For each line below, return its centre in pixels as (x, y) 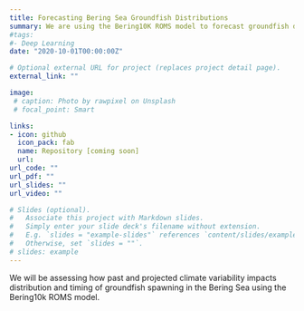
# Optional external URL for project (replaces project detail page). (145, 68)
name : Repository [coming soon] (79, 151)
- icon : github (38, 134)
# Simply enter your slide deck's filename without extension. (135, 227)
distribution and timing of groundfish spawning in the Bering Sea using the (148, 287)
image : (22, 92)
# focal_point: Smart (54, 110)
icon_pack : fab (46, 143)
